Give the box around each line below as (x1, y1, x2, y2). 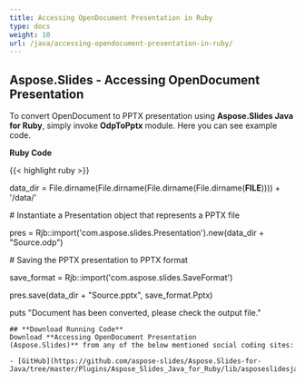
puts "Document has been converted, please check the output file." (9, 308, 261, 319)
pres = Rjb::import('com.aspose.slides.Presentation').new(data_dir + (9, 228, 265, 239)
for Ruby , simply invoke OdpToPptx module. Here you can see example (9, 120, 278, 132)
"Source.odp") (9, 237, 64, 248)
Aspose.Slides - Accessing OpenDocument (9, 72, 261, 87)
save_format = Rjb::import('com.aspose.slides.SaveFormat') (9, 272, 233, 283)
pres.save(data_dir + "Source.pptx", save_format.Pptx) (9, 290, 213, 300)
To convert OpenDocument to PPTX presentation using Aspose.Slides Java (9, 111, 293, 122)
